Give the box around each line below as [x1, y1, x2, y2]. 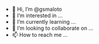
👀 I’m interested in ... [11, 12, 63, 19]
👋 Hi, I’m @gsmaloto [11, 6, 62, 12]
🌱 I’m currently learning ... [11, 18, 76, 25]
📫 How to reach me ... [11, 32, 68, 38]
